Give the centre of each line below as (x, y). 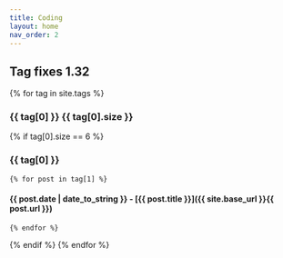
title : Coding (36, 18)
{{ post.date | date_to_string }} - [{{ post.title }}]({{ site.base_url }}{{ (142, 199)
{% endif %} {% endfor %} (60, 244)
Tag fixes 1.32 (50, 71)
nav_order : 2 (34, 35)
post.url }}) (31, 209)
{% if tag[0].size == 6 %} (57, 136)
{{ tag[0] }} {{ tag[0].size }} (71, 117)
